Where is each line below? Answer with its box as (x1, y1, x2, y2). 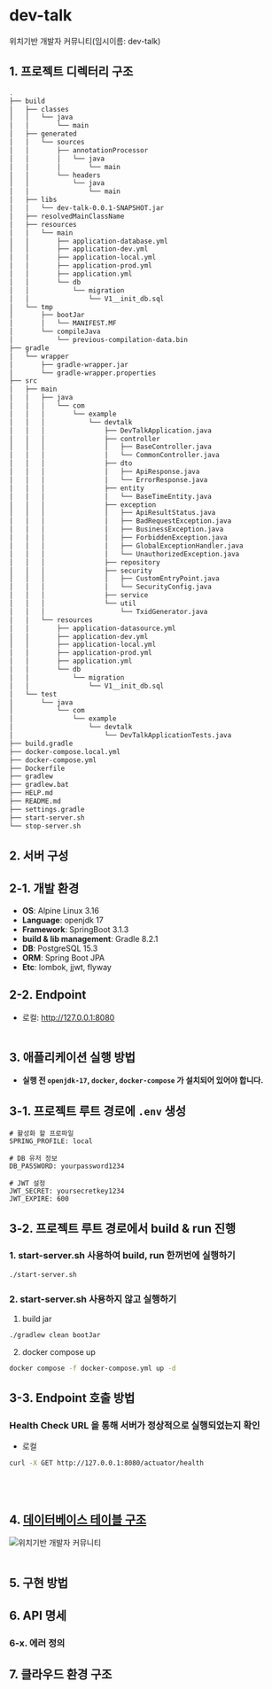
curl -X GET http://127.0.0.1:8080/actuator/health (9, 1459, 204, 1467)
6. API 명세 (9, 1607, 67, 1623)
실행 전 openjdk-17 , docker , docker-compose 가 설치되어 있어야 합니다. (21, 1075, 264, 1086)
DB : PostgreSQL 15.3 (21, 943, 98, 953)
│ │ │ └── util (9, 599, 137, 608)
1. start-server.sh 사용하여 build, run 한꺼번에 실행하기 (9, 1249, 237, 1262)
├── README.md (9, 797, 62, 806)
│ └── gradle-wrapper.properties (9, 369, 157, 377)
